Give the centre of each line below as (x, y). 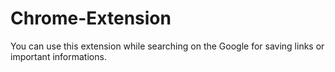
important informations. (58, 56)
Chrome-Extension (91, 18)
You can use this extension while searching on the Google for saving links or (167, 46)
